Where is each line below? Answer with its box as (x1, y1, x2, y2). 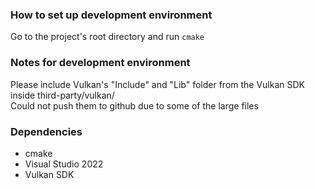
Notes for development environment (10, 56, 191, 70)
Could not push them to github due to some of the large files (10, 99, 259, 112)
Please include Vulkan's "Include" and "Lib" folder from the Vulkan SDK (10, 78, 306, 90)
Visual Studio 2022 (24, 158, 104, 170)
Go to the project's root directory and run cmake (10, 31, 205, 43)
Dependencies (10, 124, 83, 138)
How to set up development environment (10, 8, 213, 22)
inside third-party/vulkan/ (10, 89, 115, 101)
